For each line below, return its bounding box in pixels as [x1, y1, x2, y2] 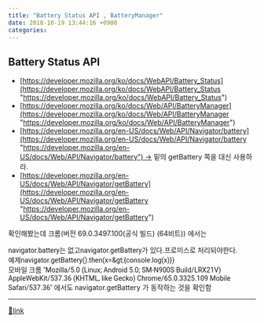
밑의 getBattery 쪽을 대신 [153, 152, 232, 162]
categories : [8, 26, 47, 34]
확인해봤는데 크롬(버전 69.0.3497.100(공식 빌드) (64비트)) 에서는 [8, 229, 207, 238]
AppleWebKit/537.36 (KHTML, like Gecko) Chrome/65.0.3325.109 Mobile [8, 274, 231, 283]
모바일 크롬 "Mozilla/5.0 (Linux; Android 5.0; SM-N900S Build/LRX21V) [8, 266, 222, 275]
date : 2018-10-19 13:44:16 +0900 [8, 19, 118, 27]
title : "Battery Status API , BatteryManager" [8, 11, 163, 20]
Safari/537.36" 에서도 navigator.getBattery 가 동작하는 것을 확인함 [8, 283, 212, 292]
